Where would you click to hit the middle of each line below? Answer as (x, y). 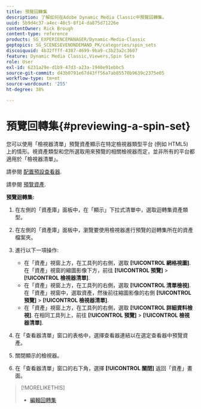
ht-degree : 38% (25, 90)
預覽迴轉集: (20, 197)
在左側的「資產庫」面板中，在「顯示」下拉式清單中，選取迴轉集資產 (99, 209)
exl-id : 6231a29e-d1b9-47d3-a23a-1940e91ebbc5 (65, 67)
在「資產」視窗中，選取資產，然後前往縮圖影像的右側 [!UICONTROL (107, 292)
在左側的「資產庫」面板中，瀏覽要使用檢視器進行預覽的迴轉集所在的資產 (104, 230)
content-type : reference (37, 34)
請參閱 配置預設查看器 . (34, 172)
